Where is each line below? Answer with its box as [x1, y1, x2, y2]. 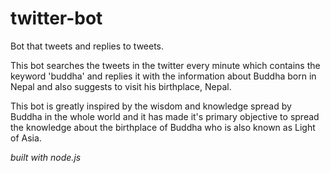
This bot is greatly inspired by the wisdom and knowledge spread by [10, 100, 292, 112]
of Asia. [10, 132, 42, 144]
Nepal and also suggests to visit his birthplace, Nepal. [10, 80, 232, 92]
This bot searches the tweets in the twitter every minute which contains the [10, 59, 321, 71]
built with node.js [10, 151, 82, 163]
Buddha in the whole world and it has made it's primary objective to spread [10, 110, 320, 122]
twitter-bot [10, 7, 103, 30]
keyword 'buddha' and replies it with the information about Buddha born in [10, 70, 317, 82]
